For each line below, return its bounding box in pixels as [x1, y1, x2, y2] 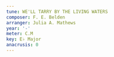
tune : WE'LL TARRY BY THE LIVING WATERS [6, 8, 109, 15]
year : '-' [6, 25, 31, 31]
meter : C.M [6, 31, 33, 37]
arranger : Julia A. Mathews [6, 20, 76, 26]
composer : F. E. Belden [6, 14, 66, 20]
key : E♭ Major [6, 36, 42, 42]
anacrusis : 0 [6, 42, 39, 48]
